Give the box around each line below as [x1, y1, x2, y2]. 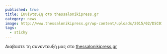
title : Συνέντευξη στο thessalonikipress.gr [5, 12, 99, 17]
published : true [5, 7, 39, 12]
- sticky [9, 30, 28, 35]
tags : [5, 26, 16, 30]
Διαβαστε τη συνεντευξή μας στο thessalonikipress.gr [5, 44, 117, 49]
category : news [5, 16, 37, 21]
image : [5, 21, 19, 26]
